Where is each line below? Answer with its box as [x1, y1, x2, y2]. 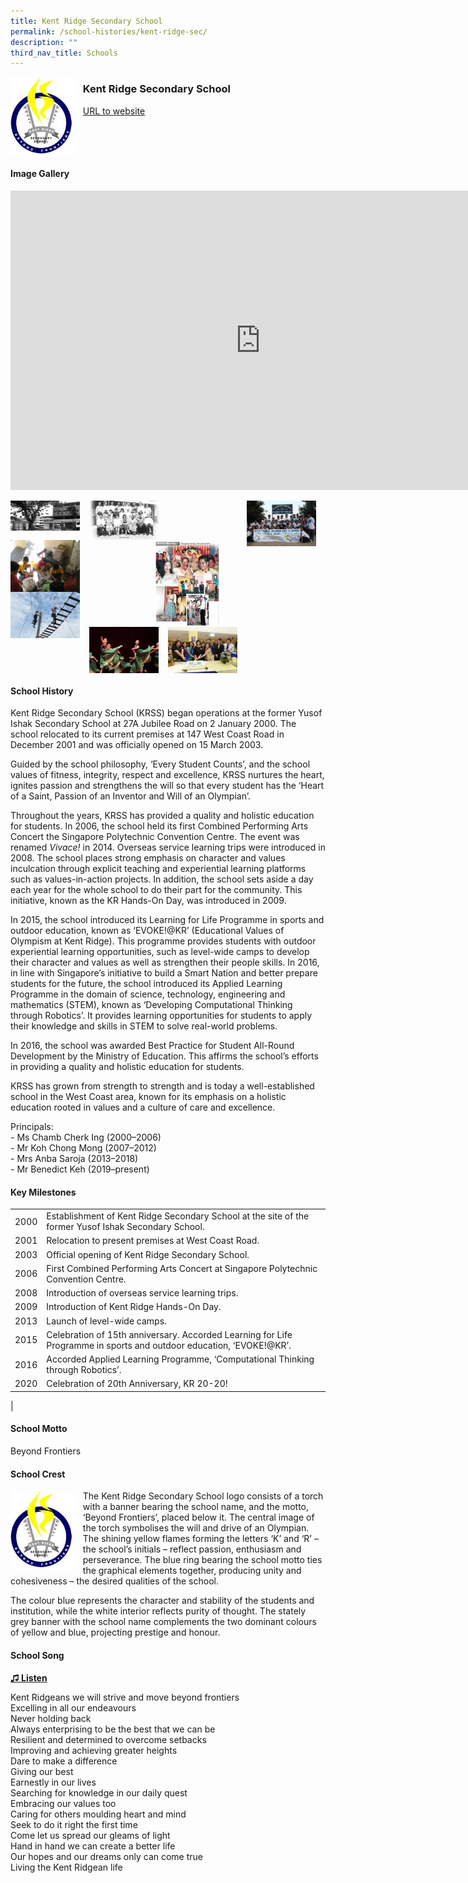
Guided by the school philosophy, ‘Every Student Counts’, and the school [10, 758, 311, 770]
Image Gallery [10, 168, 70, 180]
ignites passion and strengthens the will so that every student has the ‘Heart [10, 780, 325, 792]
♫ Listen [10, 1671, 48, 1684]
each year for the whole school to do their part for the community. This [10, 884, 303, 896]
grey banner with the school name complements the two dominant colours [10, 1616, 317, 1628]
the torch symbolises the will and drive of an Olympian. [82, 1522, 310, 1534]
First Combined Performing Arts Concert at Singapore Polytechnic [46, 1262, 318, 1274]
